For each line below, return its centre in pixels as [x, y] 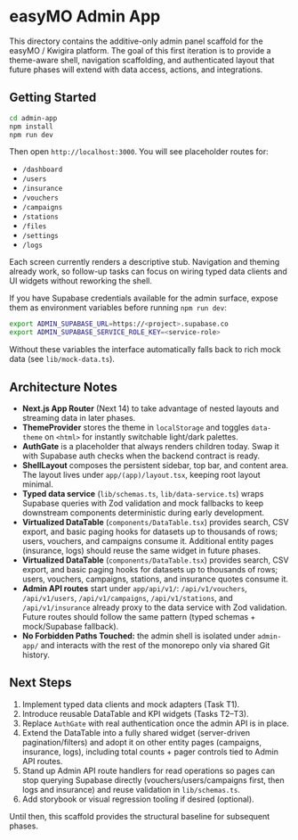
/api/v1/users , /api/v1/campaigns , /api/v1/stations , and [127, 597]
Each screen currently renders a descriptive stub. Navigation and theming [145, 262]
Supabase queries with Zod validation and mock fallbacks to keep [143, 503]
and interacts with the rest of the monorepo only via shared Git [155, 645]
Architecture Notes [64, 387]
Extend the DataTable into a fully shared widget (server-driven [136, 732]
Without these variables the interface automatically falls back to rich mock [145, 350]
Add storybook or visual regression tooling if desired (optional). [138, 799]
